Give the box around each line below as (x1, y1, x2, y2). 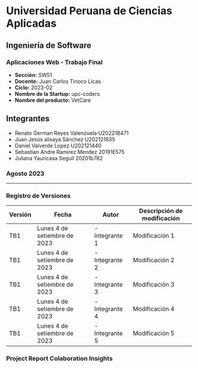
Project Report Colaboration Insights (6, 354, 113, 363)
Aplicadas (6, 17, 57, 30)
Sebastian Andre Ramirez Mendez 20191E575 (14, 148, 125, 155)
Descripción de (139, 207, 183, 215)
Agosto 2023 (6, 169, 45, 177)
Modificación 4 (133, 305, 175, 313)
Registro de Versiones (6, 191, 71, 199)
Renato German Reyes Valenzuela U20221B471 (14, 129, 129, 137)
